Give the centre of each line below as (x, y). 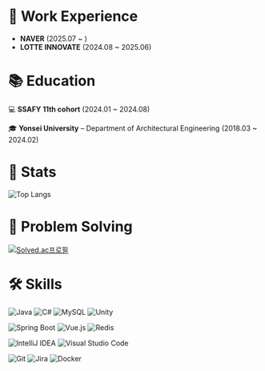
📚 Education (52, 81)
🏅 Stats (32, 172)
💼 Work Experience (73, 16)
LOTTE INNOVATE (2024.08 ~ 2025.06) (86, 46)
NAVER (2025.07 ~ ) (54, 38)
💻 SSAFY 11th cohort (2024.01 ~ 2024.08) (79, 109)
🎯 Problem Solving (71, 227)
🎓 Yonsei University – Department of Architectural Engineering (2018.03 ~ (133, 128)
